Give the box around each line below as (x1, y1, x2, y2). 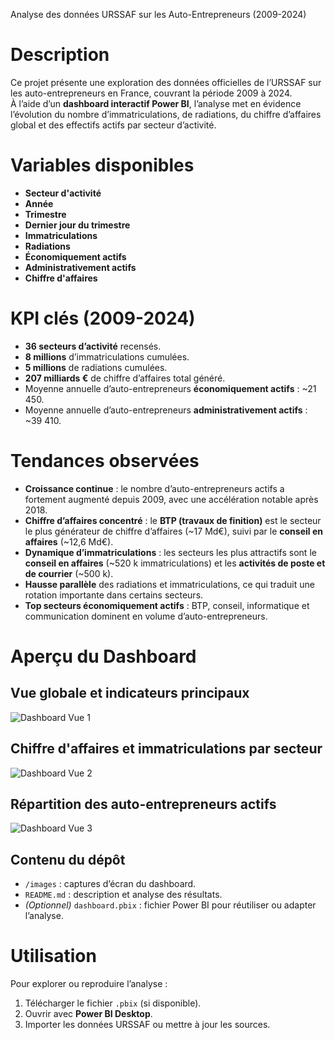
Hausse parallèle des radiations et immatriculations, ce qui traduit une (24, 578, 315, 590)
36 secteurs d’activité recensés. (24, 340, 162, 352)
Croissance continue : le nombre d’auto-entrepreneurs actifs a (24, 482, 285, 494)
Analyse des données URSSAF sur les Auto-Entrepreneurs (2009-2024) (10, 9, 307, 20)
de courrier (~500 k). (24, 567, 114, 579)
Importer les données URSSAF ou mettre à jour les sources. (24, 1019, 271, 1031)
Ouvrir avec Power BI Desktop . (24, 1008, 153, 1020)
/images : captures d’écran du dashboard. (24, 878, 197, 890)
